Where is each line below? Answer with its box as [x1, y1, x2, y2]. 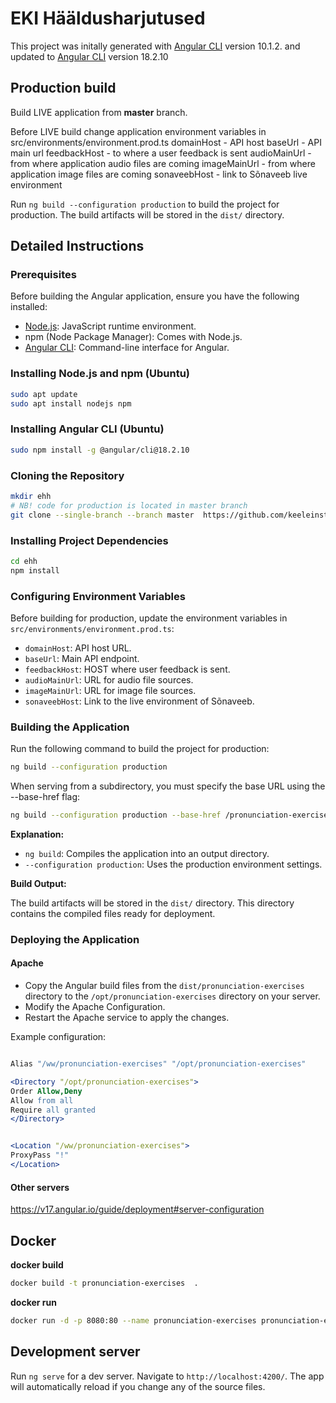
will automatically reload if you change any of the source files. [10, 1380, 266, 1392]
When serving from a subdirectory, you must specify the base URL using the [10, 780, 326, 792]
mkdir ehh [10, 491, 52, 501]
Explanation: [10, 828, 65, 840]
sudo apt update [10, 389, 78, 399]
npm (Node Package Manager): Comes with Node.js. [24, 331, 243, 343]
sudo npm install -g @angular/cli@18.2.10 [10, 445, 190, 455]
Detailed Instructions [10, 238, 145, 255]
